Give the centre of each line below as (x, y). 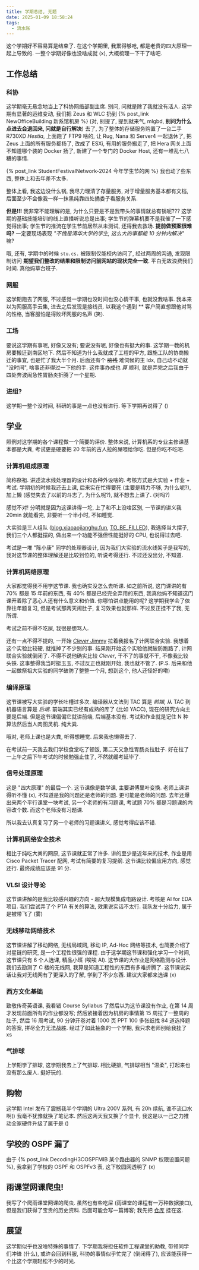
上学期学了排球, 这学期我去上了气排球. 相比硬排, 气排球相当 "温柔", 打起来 (96, 1065)
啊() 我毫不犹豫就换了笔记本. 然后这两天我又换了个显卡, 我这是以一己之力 (95, 1116)
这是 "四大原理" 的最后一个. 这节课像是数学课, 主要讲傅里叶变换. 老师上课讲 (98, 787)
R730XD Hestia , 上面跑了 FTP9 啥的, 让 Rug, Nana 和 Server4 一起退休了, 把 (99, 136)
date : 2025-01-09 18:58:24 (40, 17)
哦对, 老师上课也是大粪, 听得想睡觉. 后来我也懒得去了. (71, 736)
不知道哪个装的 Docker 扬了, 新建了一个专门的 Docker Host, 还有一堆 (90, 151)
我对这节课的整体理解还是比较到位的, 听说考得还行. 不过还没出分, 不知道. (94, 555)
